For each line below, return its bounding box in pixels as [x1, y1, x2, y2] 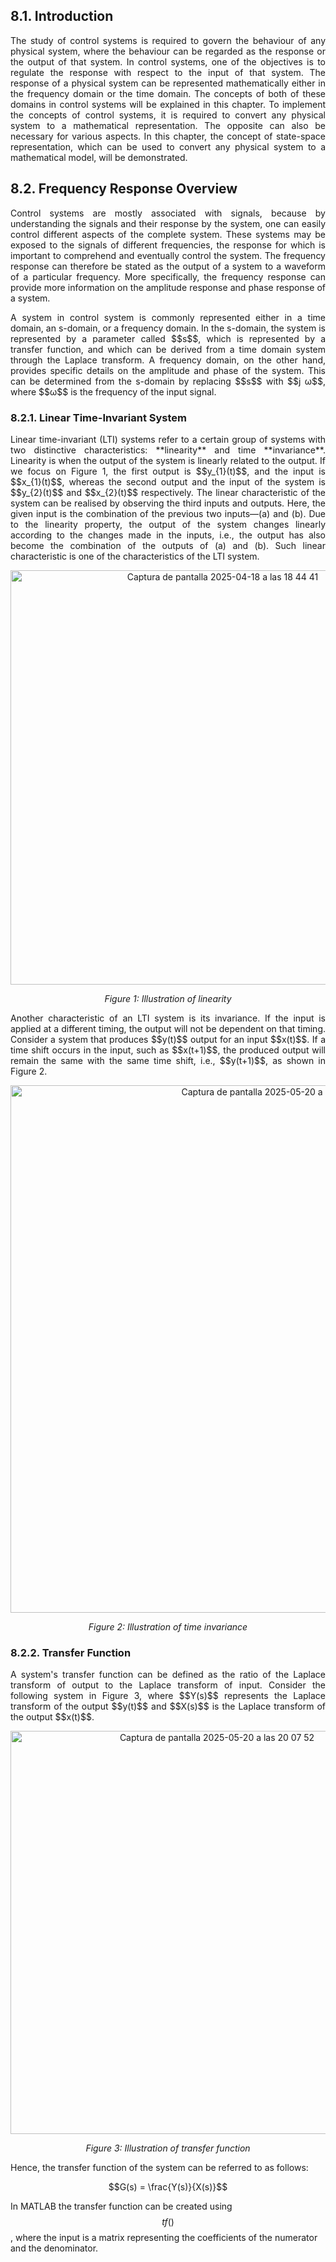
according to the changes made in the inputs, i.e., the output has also [10, 529, 326, 541]
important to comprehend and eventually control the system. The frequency [10, 249, 326, 261]
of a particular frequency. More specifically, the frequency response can [10, 270, 326, 283]
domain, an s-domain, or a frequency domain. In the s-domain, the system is [10, 322, 326, 334]
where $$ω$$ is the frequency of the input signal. [10, 385, 217, 398]
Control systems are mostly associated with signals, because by [10, 207, 326, 219]
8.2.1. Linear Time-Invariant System [10, 410, 188, 424]
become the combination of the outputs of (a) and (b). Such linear [10, 539, 326, 551]
